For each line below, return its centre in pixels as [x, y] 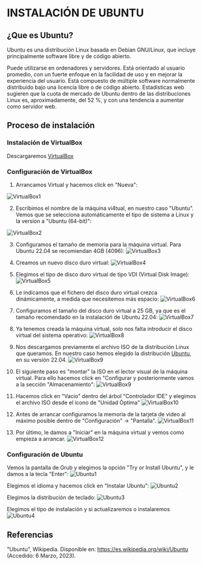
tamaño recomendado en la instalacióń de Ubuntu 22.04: [86, 317]
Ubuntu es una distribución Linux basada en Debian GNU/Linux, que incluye [101, 50]
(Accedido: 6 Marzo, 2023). [41, 556]
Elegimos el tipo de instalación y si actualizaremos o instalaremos [88, 509]
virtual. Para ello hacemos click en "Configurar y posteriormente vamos [105, 377]
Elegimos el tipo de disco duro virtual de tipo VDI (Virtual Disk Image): [103, 274]
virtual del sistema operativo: [52, 335]
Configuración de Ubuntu [45, 454]
